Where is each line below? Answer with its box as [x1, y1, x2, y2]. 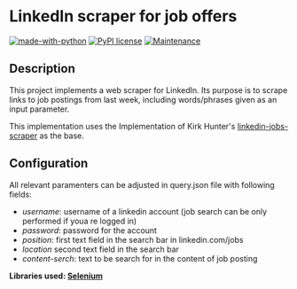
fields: [9, 189, 33, 199]
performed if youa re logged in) [21, 215, 137, 226]
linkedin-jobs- [237, 121, 289, 131]
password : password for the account [21, 224, 158, 236]
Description [9, 61, 75, 76]
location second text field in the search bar [21, 244, 180, 254]
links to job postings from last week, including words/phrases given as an [9, 94, 277, 105]
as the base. [39, 130, 84, 141]
